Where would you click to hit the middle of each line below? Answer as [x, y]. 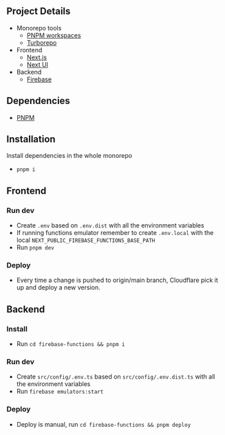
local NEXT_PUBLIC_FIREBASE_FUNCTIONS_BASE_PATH [86, 240]
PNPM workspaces [54, 35]
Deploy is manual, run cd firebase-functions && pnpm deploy [104, 424]
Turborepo [42, 42]
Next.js [37, 57]
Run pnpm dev [35, 247]
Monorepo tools [39, 28]
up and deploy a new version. [58, 287]
